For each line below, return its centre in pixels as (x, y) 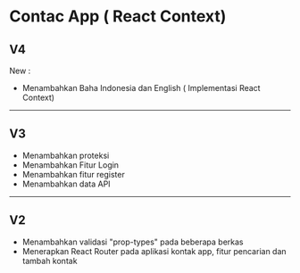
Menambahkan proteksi (66, 155)
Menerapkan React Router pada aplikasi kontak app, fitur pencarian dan (154, 251)
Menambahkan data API (66, 184)
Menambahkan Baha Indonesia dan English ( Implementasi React (141, 88)
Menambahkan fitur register (73, 174)
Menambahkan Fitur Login (70, 165)
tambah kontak (50, 261)
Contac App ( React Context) (118, 17)
